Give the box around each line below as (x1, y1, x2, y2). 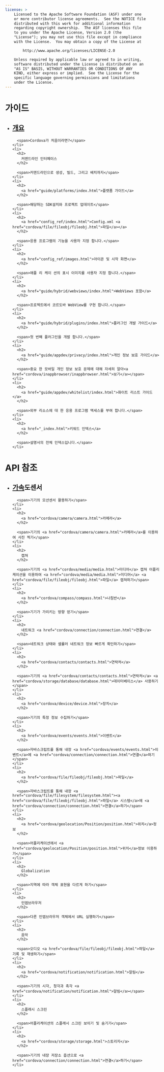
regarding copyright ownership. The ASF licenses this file (14, 26, 141, 31)
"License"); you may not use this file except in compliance (14, 35, 141, 40)
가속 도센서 (12, 483, 43, 492)
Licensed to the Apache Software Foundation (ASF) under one (14, 12, 141, 17)
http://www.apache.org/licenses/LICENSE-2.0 (23, 48, 115, 53)
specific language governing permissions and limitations (14, 75, 135, 80)
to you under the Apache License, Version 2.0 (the (14, 30, 122, 35)
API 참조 (5, 463, 38, 473)
